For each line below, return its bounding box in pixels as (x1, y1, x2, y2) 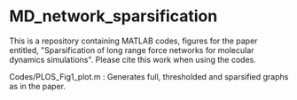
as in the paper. (9, 81, 66, 91)
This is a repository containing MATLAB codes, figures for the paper (9, 35, 258, 46)
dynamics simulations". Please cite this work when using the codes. (9, 54, 257, 65)
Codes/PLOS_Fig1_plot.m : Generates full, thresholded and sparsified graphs (9, 71, 289, 81)
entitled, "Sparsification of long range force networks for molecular (9, 44, 254, 55)
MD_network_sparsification (9, 6, 218, 27)
